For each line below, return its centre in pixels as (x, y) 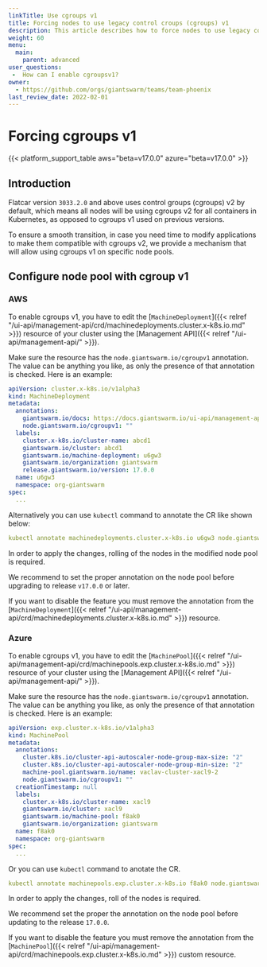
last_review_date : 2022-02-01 (58, 97)
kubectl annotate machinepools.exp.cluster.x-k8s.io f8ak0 (108, 884)
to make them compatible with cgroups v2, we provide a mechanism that (127, 243)
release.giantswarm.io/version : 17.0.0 (89, 470)
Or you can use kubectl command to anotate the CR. (95, 868)
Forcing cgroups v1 (72, 136)
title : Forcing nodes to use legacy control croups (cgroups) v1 (118, 23)
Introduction (40, 183)
